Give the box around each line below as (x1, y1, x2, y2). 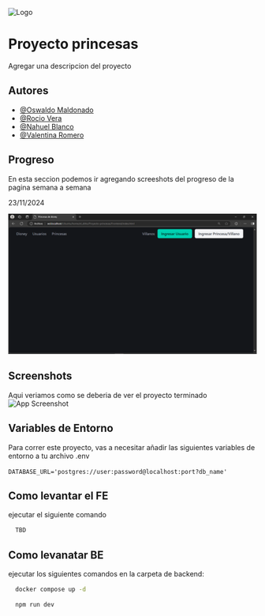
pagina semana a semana (8, 182, 91, 192)
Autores (8, 84, 49, 98)
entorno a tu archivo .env (8, 451, 90, 460)
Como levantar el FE (8, 490, 109, 503)
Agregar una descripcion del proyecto (8, 61, 132, 70)
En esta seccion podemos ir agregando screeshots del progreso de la (8, 174, 234, 183)
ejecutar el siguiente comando (8, 510, 106, 520)
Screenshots (8, 370, 73, 383)
